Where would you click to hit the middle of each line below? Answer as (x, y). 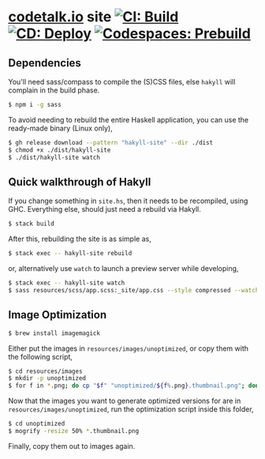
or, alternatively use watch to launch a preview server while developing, (123, 269)
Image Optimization (58, 315)
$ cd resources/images (45, 371)
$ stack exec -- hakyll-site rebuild (70, 254)
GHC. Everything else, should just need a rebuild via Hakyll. (105, 209)
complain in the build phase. (54, 90)
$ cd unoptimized (37, 424)
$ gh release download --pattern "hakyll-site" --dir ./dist (111, 142)
